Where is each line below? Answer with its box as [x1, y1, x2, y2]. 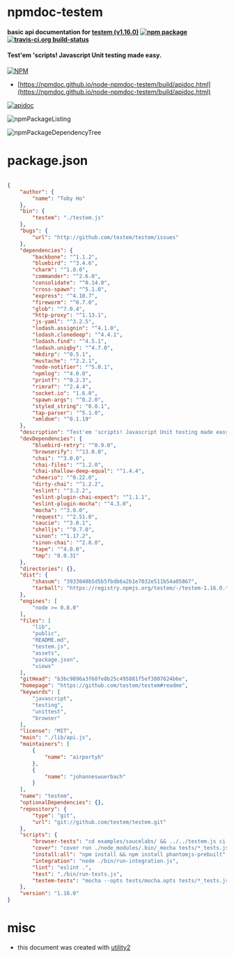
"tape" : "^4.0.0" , [32, 546, 86, 553]
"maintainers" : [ [19, 741, 70, 748]
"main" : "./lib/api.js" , [19, 734, 92, 741]
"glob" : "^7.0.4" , [32, 305, 86, 312]
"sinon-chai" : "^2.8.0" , [32, 539, 104, 546]
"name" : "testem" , [19, 792, 73, 800]
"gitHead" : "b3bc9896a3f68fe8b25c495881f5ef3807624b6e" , [19, 676, 189, 683]
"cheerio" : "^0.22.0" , [32, 474, 98, 481]
